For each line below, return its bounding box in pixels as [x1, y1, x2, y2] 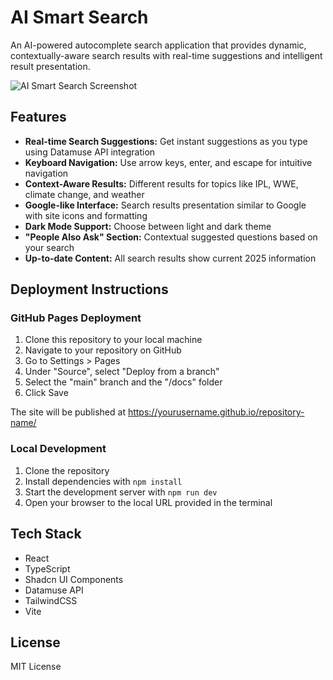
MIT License [10, 661, 62, 673]
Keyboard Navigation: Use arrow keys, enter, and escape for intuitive [24, 156, 313, 168]
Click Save [24, 387, 69, 399]
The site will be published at [10, 406, 126, 418]
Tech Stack [10, 526, 82, 543]
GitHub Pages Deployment [10, 311, 142, 325]
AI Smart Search [10, 6, 149, 29]
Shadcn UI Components [24, 573, 124, 585]
